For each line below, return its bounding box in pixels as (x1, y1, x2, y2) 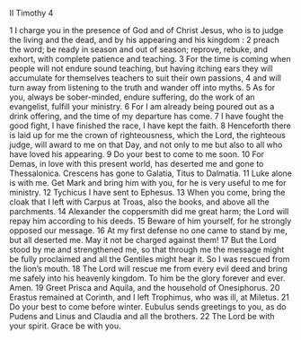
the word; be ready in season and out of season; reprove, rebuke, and (9, 44, 268, 55)
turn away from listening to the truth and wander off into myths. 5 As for (9, 83, 276, 92)
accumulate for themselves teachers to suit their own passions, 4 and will (9, 73, 281, 83)
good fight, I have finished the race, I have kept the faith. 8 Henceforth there (9, 120, 292, 131)
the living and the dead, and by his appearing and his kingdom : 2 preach (9, 35, 280, 45)
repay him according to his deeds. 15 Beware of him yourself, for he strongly (9, 215, 292, 226)
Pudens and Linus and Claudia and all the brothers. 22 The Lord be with (9, 311, 276, 321)
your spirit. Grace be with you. (9, 320, 121, 331)
